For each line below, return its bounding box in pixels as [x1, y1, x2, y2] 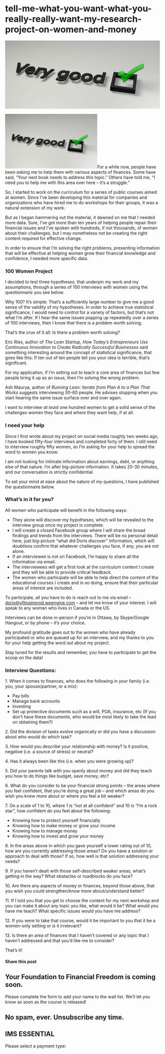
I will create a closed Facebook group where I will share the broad [12, 527, 146, 533]
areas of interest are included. [12, 585, 73, 591]
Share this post [5, 958, 37, 964]
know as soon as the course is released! [5, 999, 87, 1005]
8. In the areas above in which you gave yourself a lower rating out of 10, [5, 843, 152, 849]
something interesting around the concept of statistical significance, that [5, 350, 152, 356]
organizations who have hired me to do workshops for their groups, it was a [5, 199, 158, 205]
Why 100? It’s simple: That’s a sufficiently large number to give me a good [5, 299, 154, 305]
